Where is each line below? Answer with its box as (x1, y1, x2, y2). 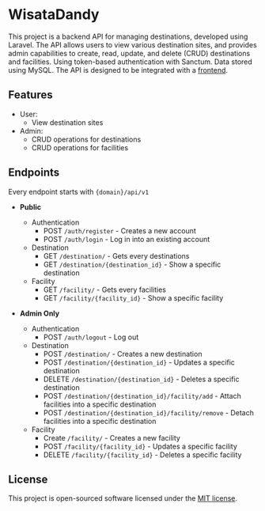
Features (8, 89, 53, 102)
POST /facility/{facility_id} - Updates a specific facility (43, 441, 237, 451)
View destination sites (31, 117, 104, 127)
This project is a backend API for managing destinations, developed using (8, 32, 248, 41)
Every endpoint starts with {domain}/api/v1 (8, 187, 149, 196)
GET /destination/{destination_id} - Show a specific (43, 259, 221, 269)
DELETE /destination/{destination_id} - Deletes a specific (43, 374, 240, 384)
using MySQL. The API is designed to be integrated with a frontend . (8, 65, 228, 74)
